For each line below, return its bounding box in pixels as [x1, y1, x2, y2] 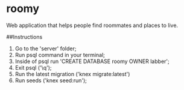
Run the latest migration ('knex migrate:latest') [14, 70, 130, 77]
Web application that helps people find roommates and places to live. [6, 22, 179, 29]
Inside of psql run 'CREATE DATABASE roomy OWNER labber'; [14, 58, 170, 65]
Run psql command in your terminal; [14, 51, 106, 58]
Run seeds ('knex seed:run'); [14, 77, 87, 84]
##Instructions [6, 33, 43, 40]
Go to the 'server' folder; [14, 44, 77, 52]
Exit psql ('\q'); [14, 64, 52, 71]
